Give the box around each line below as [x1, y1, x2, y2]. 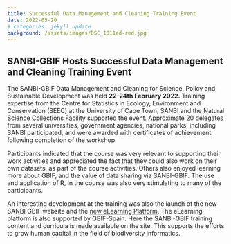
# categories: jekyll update [7, 23, 91, 30]
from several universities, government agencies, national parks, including [7, 121, 216, 130]
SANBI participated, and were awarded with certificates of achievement [7, 129, 212, 137]
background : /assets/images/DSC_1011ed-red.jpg [7, 29, 147, 37]
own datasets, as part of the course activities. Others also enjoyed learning [7, 164, 221, 173]
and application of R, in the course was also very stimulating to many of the [7, 179, 222, 187]
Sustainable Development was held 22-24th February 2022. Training [7, 91, 205, 101]
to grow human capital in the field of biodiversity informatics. [7, 229, 181, 238]
